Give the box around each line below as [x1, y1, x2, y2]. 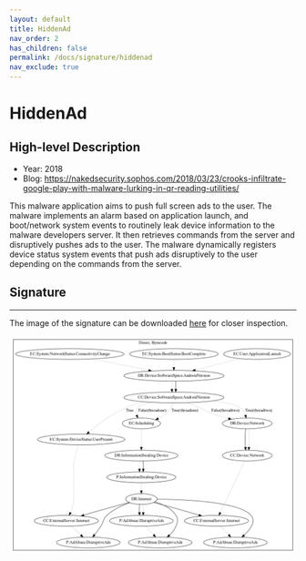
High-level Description [9, 139, 141, 155]
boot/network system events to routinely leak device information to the [9, 219, 276, 230]
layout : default [9, 15, 71, 24]
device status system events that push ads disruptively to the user [9, 249, 258, 260]
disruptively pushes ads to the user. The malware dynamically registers [9, 240, 277, 250]
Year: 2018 [22, 164, 64, 174]
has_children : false [9, 44, 88, 53]
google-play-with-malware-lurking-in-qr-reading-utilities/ [22, 183, 240, 193]
